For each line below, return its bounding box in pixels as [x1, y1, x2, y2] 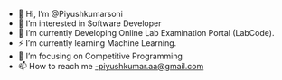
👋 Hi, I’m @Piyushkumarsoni [17, 9, 124, 19]
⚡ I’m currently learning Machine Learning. [17, 38, 177, 49]
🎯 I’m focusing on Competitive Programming [17, 50, 183, 61]
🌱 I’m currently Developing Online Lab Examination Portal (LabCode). [17, 28, 275, 38]
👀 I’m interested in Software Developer [17, 18, 162, 29]
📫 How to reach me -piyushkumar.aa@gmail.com [17, 61, 204, 71]
